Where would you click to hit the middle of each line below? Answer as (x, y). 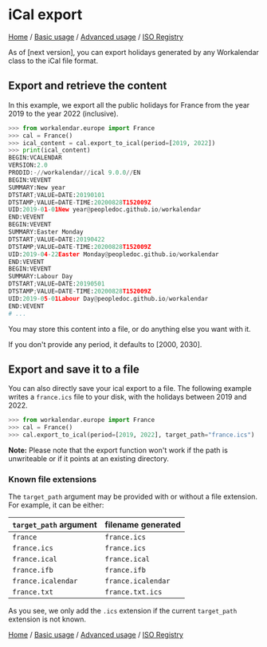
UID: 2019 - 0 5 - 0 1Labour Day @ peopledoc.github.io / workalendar (108, 298)
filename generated (143, 525)
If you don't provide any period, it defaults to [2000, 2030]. (105, 344)
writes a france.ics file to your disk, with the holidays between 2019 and (128, 397)
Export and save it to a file (74, 369)
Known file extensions (53, 479)
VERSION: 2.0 (28, 165)
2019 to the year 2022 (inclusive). (63, 113)
